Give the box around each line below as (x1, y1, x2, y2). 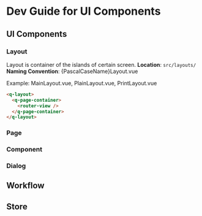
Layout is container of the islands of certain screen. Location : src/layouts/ (6, 61, 196, 68)
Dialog (6, 161, 26, 170)
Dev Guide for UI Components (6, 4, 161, 18)
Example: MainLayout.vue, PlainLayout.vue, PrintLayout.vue (6, 79, 157, 87)
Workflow (6, 180, 45, 191)
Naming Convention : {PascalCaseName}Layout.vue (6, 67, 138, 75)
